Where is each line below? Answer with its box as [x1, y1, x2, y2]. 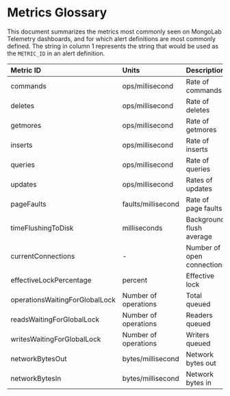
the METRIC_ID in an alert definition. [7, 49, 105, 57]
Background [186, 214, 225, 224]
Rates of [186, 175, 213, 185]
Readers [186, 310, 214, 319]
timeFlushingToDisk [10, 223, 74, 233]
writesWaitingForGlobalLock [10, 334, 101, 343]
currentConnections [10, 251, 75, 261]
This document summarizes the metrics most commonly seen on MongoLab [7, 27, 222, 36]
